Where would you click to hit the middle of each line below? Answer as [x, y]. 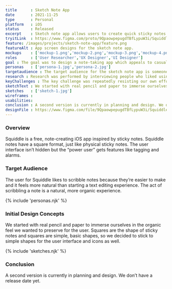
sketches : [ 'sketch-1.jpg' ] [39, 91]
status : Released [29, 29]
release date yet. [23, 281]
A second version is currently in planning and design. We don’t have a [79, 275]
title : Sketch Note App [38, 10]
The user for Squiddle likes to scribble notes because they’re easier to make [85, 180]
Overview [18, 127]
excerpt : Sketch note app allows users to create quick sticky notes [86, 34]
